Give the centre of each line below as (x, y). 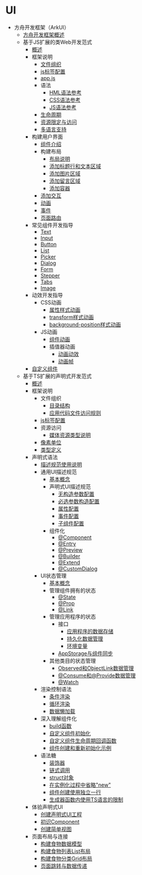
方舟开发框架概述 (44, 34)
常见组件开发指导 (52, 225)
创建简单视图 (56, 829)
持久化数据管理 (85, 638)
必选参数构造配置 (79, 501)
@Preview (70, 550)
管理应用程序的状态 (72, 616)
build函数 (60, 726)
